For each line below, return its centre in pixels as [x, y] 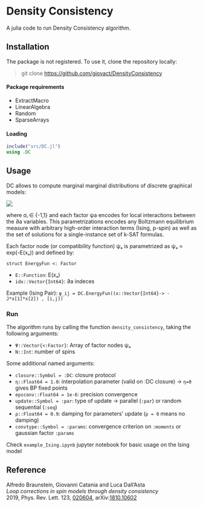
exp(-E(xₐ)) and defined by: [40, 252]
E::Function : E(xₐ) [37, 275]
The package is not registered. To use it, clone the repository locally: [92, 61]
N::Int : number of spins [45, 352]
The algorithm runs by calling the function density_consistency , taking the [99, 327]
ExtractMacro [32, 100]
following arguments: [33, 333]
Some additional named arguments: [50, 364]
